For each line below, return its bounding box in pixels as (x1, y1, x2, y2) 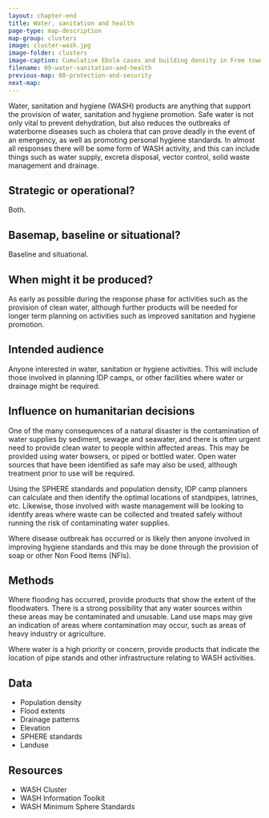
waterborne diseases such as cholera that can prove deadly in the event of (8, 126, 256, 136)
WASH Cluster (19, 785, 67, 794)
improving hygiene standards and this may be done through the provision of (8, 542, 259, 552)
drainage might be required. (8, 381, 100, 391)
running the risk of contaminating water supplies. (8, 518, 171, 528)
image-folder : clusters (8, 49, 88, 57)
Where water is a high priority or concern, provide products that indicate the (8, 645, 260, 654)
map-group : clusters (8, 34, 78, 43)
